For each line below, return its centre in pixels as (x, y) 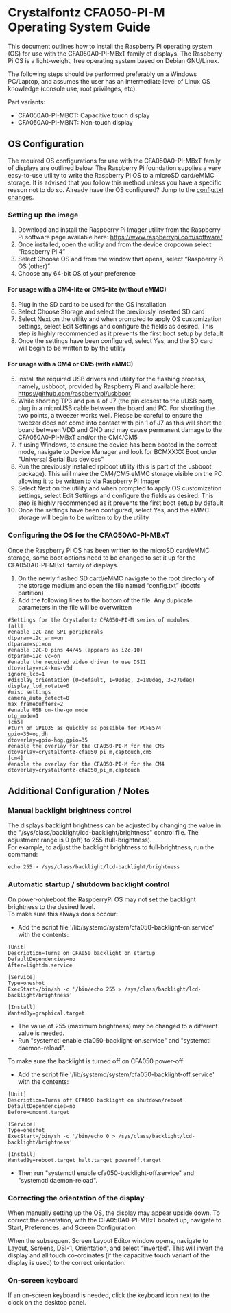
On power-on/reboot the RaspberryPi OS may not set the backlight (102, 899)
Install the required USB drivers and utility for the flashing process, (112, 379)
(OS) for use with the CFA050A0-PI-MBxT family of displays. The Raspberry (115, 54)
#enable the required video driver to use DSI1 (77, 662)
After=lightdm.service (40, 965)
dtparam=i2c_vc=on (34, 656)
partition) (31, 593)
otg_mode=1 (23, 716)
